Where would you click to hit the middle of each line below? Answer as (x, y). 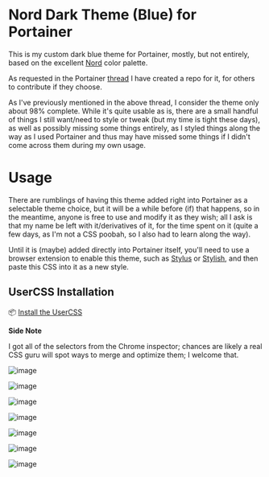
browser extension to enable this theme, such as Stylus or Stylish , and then (133, 258)
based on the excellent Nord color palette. (78, 63)
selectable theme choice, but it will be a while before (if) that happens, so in (134, 208)
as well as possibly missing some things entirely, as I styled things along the (134, 128)
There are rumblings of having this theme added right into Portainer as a (128, 199)
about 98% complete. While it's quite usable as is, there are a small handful (133, 111)
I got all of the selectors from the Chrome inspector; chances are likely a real (135, 346)
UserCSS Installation (61, 292)
